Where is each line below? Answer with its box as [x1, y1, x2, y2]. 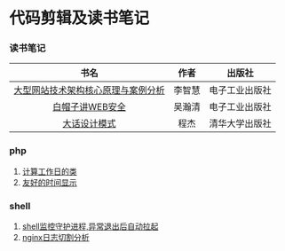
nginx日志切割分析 [21, 232, 90, 243]
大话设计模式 [62, 117, 117, 129]
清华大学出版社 [209, 117, 273, 129]
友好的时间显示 [21, 176, 77, 187]
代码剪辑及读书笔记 [9, 8, 150, 28]
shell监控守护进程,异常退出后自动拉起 [21, 221, 159, 231]
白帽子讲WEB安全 [52, 101, 126, 114]
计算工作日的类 [21, 166, 77, 176]
